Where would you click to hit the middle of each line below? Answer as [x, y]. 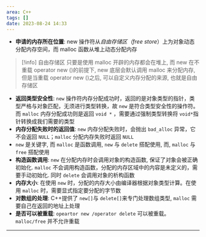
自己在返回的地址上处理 [50, 206]
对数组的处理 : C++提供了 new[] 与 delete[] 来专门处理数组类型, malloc [102, 198]
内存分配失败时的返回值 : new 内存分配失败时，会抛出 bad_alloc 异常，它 [105, 129]
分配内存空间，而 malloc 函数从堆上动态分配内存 [76, 49]
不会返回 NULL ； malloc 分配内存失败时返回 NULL [74, 137]
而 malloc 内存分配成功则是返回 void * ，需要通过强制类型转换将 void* [104, 114]
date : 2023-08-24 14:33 [37, 23]
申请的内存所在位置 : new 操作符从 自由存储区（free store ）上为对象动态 [105, 42]
